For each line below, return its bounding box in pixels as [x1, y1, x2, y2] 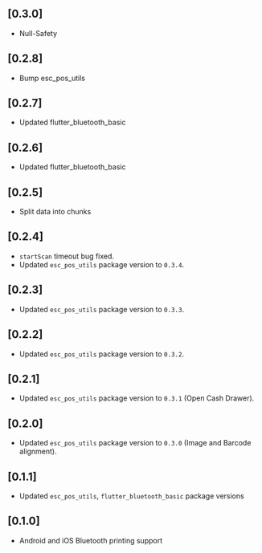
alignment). [18, 446, 57, 457]
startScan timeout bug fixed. [18, 251, 114, 261]
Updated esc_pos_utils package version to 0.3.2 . [18, 349, 185, 359]
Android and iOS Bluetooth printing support [18, 535, 162, 545]
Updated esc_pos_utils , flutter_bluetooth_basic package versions [18, 490, 244, 501]
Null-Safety [18, 28, 58, 38]
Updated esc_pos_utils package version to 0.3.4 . [18, 259, 185, 269]
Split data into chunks [18, 207, 92, 217]
